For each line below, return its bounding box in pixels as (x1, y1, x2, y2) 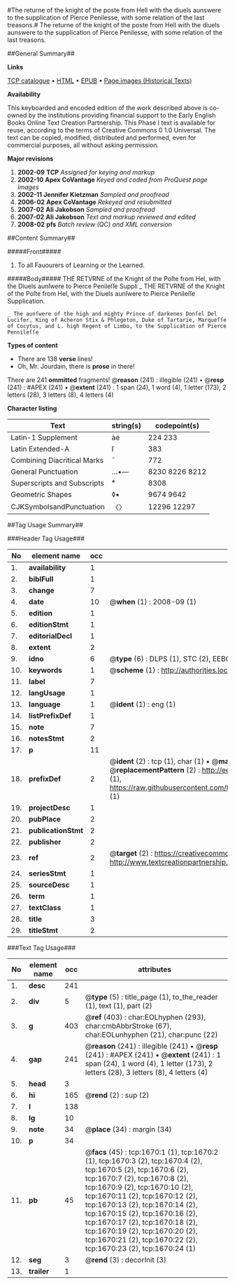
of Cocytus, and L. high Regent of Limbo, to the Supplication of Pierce (7, 322, 227, 329)
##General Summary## (7, 49, 75, 57)
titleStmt (29, 925, 58, 935)
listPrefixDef (29, 711, 72, 721)
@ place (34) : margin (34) (85, 1124, 173, 1134)
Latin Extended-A (10, 444, 70, 454)
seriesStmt (29, 869, 66, 878)
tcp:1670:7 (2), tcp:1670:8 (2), (85, 1174, 189, 1183)
